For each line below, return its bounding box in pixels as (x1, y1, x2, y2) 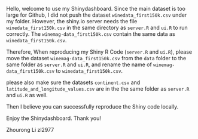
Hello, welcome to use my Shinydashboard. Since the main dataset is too (6, 5, 185, 12)
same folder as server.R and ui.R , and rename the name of (6, 61, 153, 68)
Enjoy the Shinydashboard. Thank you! (6, 115, 102, 122)
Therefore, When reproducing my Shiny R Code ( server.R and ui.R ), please (6, 48, 193, 55)
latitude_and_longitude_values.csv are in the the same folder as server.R (6, 85, 190, 92)
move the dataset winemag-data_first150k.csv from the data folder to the (6, 55, 187, 61)
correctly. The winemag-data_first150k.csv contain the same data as (6, 30, 175, 38)
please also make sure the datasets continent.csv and (6, 79, 141, 86)
